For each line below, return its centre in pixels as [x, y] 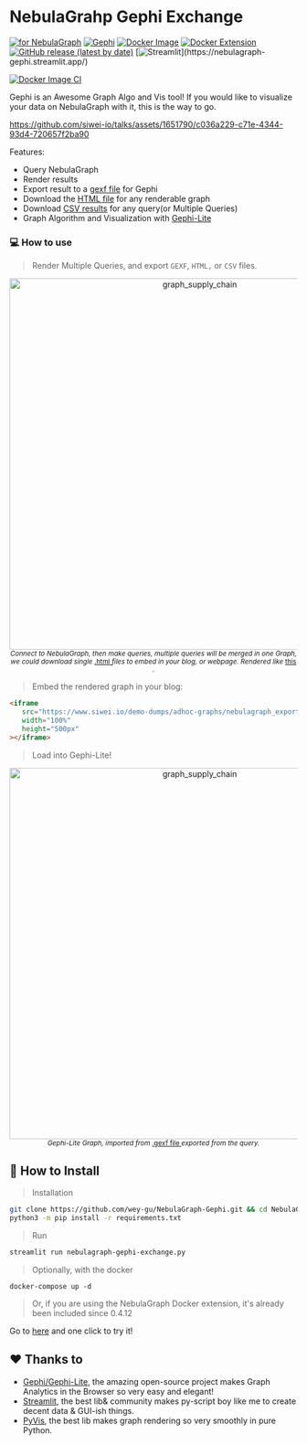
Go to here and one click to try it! [71, 1331]
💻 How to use [41, 242]
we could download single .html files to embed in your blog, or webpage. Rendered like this [153, 662]
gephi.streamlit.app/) [49, 61]
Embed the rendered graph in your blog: [107, 686]
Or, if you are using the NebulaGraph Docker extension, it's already [158, 1303]
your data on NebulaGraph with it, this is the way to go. [113, 106]
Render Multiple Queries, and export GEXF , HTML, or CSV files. [144, 266]
